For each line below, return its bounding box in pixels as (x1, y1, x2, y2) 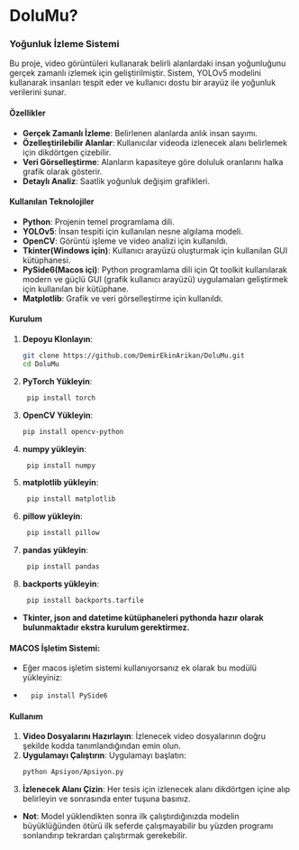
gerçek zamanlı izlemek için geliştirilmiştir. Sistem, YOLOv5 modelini (9, 68, 261, 79)
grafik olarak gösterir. (22, 166, 103, 177)
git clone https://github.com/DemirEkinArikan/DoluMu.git (22, 351, 245, 361)
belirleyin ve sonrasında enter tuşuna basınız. (22, 793, 191, 804)
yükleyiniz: (22, 672, 63, 683)
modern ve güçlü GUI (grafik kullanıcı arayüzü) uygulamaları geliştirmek (22, 273, 288, 284)
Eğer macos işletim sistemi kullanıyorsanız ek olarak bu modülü (22, 662, 258, 673)
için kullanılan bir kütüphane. (22, 283, 129, 294)
